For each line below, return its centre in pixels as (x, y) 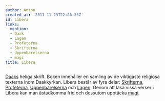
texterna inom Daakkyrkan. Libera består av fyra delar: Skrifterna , (75, 82)
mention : (19, 29)
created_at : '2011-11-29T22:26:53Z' (44, 15)
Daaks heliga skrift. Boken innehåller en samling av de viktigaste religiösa (82, 77)
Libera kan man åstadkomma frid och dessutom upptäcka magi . (73, 93)
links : (12, 24)
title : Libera (20, 62)
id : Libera (17, 19)
